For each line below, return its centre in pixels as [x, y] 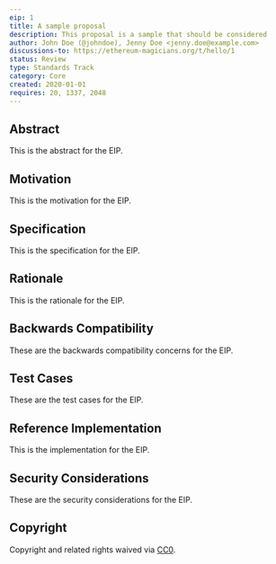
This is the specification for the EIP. [75, 250]
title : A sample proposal [58, 26]
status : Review [38, 59]
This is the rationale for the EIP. [67, 300]
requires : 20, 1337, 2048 [58, 93]
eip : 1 [22, 18]
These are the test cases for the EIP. [76, 400]
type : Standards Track [52, 68]
